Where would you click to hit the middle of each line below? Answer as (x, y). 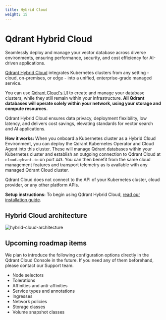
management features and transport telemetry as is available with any (76, 165)
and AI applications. (25, 129)
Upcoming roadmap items (46, 243)
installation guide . (23, 200)
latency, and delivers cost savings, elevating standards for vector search (79, 124)
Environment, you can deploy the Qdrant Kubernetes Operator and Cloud (80, 144)
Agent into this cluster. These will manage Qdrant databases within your (79, 149)
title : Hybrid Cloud (27, 10)
